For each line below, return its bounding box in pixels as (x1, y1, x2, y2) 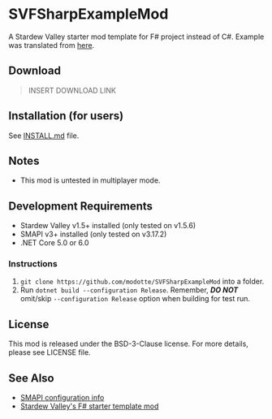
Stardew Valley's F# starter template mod (19, 401, 159, 411)
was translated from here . (8, 40, 95, 50)
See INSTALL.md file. (8, 131, 80, 140)
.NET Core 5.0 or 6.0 (19, 238, 89, 248)
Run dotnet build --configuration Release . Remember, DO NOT (19, 285, 239, 295)
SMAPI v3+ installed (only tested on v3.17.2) (19, 229, 167, 240)
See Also (8, 371, 54, 385)
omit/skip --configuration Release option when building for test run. (19, 294, 250, 304)
